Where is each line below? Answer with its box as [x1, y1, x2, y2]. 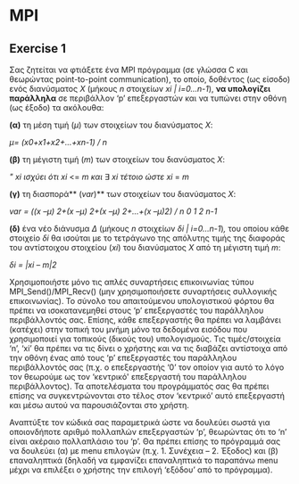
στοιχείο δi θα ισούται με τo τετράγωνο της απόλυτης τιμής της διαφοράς [9, 233, 286, 243]
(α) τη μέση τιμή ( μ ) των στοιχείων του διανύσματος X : [9, 119, 213, 130]
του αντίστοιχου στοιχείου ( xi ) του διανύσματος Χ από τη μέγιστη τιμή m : [9, 242, 281, 252]
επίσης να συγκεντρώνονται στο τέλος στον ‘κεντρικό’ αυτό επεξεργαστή [9, 390, 286, 401]
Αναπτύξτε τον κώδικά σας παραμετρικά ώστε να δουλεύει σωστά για [9, 417, 270, 428]
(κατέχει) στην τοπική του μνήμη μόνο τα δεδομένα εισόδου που [9, 324, 248, 334]
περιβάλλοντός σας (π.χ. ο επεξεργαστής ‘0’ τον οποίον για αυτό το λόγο [9, 362, 285, 373]
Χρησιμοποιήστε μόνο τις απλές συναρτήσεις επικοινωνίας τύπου [9, 277, 254, 287]
